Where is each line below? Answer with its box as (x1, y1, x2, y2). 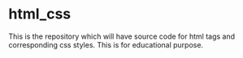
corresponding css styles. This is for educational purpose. (8, 39, 204, 49)
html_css (8, 5, 72, 23)
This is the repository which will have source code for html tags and (8, 31, 236, 41)
